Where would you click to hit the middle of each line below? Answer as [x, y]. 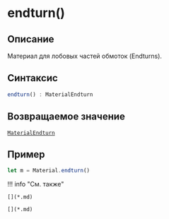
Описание [31, 39]
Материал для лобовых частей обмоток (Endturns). [85, 56]
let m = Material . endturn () [49, 171]
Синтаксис [33, 78]
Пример [26, 154]
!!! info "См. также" [36, 184]
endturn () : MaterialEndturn [50, 94]
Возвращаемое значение [66, 117]
